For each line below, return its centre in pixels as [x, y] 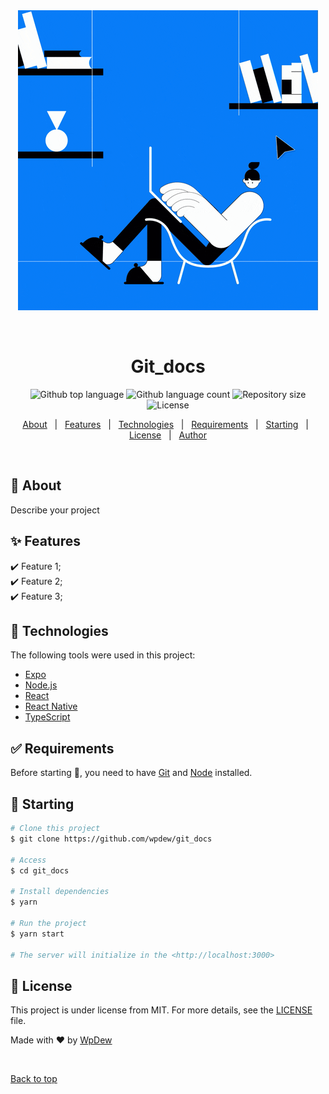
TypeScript [47, 717]
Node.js [41, 685]
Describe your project [55, 510]
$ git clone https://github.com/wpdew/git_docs [111, 839]
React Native [51, 706]
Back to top [34, 1079]
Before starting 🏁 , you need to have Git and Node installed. [131, 773]
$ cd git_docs [40, 870]
